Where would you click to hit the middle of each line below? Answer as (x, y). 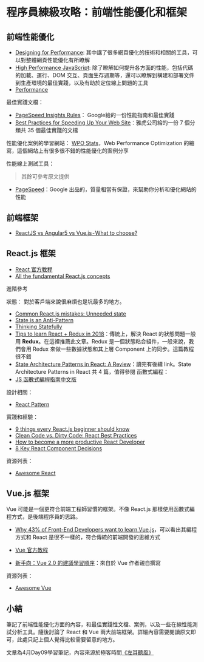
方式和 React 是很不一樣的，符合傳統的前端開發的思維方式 (88, 537)
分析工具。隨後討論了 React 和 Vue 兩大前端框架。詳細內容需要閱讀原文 (101, 632)
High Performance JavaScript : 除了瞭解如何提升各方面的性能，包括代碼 (104, 68)
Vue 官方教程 (32, 550)
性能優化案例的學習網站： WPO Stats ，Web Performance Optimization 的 (98, 143)
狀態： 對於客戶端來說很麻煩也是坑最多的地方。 (66, 302)
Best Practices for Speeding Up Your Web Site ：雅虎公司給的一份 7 (99, 123)
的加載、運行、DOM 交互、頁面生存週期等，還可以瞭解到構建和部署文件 (105, 75)
